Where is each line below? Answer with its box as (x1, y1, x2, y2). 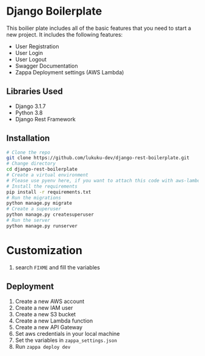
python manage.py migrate (6, 200, 72, 207)
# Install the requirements (6, 183, 78, 190)
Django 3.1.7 (15, 102, 46, 110)
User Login (15, 49, 43, 56)
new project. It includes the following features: (6, 30, 123, 38)
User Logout (15, 55, 47, 63)
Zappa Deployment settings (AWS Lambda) (15, 68, 124, 76)
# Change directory (6, 160, 56, 167)
